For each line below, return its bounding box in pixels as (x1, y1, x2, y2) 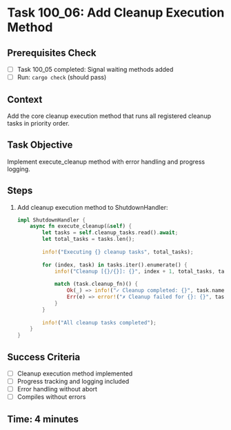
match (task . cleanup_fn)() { (54, 281, 139, 288)
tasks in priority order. (7, 119, 70, 127)
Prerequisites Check (7, 47, 97, 59)
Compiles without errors (17, 393, 86, 401)
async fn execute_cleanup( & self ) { (30, 223, 132, 230)
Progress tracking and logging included (17, 378, 130, 386)
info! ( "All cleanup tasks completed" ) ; (42, 319, 157, 326)
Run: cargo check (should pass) (17, 73, 107, 81)
